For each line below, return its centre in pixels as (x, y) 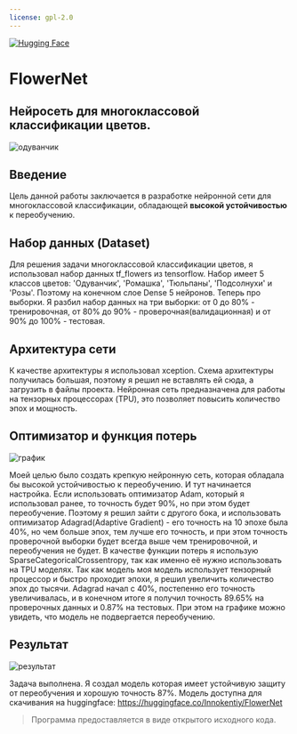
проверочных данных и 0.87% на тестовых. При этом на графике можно (148, 607)
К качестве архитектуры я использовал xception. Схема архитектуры (141, 371)
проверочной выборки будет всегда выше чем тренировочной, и (133, 541)
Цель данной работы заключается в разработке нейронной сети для (140, 196)
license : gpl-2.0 (41, 17)
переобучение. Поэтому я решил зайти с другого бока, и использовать (145, 512)
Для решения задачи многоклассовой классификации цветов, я (131, 264)
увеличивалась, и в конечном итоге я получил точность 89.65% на (137, 598)
